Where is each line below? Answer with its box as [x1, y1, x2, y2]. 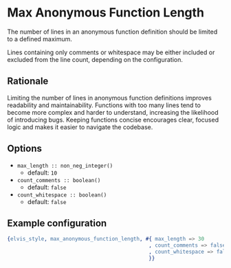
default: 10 [27, 168, 57, 177]
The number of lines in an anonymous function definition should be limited [7, 27, 218, 36]
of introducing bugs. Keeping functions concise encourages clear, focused [7, 115, 219, 124]
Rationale [7, 76, 49, 87]
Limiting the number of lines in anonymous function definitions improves [7, 93, 212, 102]
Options [7, 143, 43, 155]
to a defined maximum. [7, 34, 72, 43]
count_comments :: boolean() [16, 177, 101, 183]
